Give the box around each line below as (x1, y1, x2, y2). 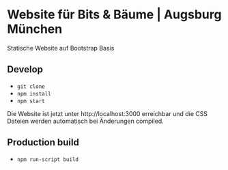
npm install (16, 90, 51, 97)
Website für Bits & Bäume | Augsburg (7, 7, 222, 23)
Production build (7, 137, 80, 148)
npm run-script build (16, 156, 79, 163)
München (7, 21, 63, 37)
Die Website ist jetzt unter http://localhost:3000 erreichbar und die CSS (7, 109, 208, 117)
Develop (7, 63, 43, 75)
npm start (16, 98, 46, 104)
